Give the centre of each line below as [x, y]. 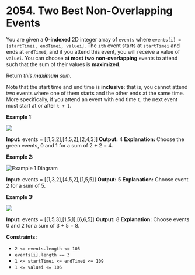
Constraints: [22, 237]
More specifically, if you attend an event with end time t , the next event [92, 99]
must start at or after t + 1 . [39, 105]
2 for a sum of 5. [26, 185]
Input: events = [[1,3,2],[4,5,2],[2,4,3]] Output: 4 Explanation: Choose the [95, 139]
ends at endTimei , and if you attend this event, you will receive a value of [93, 51]
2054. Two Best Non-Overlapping [90, 11]
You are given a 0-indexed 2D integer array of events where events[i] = [94, 39]
